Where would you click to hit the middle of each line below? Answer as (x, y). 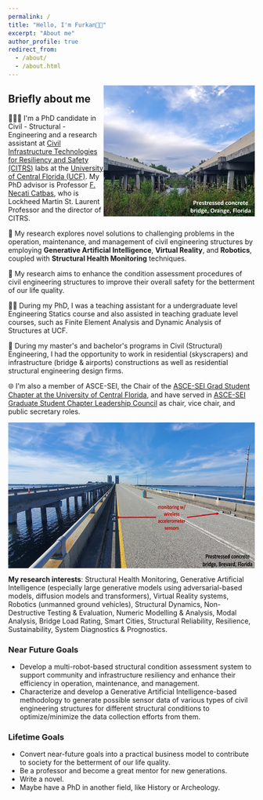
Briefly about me (50, 99)
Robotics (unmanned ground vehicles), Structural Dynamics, (105, 604)
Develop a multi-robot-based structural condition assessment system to (135, 667)
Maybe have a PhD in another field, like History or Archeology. (120, 787)
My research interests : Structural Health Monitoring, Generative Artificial (126, 579)
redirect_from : (33, 50)
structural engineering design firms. (66, 371)
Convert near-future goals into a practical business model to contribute (134, 754)
